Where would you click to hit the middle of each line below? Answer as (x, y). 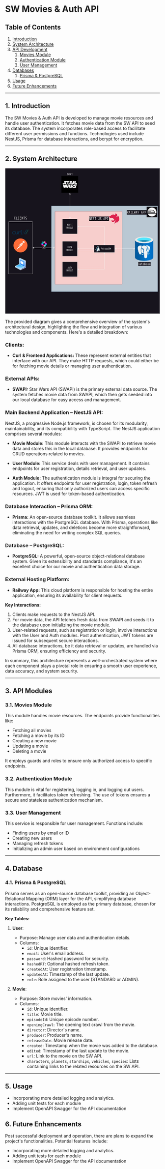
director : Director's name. (54, 1030)
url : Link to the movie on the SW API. (65, 1056)
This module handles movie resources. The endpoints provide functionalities (82, 716)
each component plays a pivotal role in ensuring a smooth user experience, (81, 666)
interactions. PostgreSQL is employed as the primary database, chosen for (81, 904)
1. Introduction (27, 106)
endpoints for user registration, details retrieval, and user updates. (79, 468)
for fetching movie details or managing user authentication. (72, 366)
